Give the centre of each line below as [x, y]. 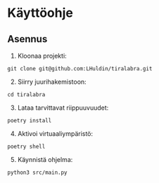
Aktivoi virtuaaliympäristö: [55, 134]
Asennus [27, 39]
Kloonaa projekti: [42, 56]
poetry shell [26, 146]
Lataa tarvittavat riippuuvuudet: [63, 108]
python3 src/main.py [38, 172]
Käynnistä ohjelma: [45, 159]
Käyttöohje [40, 13]
